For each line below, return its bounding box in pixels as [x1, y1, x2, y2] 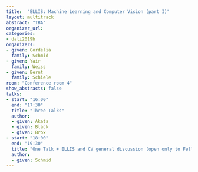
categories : [6, 31, 35, 37]
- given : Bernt [6, 69, 44, 75]
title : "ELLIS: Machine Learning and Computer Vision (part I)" [6, 8, 170, 15]
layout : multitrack [6, 14, 54, 20]
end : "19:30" [11, 140, 44, 147]
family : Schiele [11, 74, 51, 80]
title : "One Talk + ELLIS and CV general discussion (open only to [11, 146, 181, 152]
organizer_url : [6, 25, 44, 31]
